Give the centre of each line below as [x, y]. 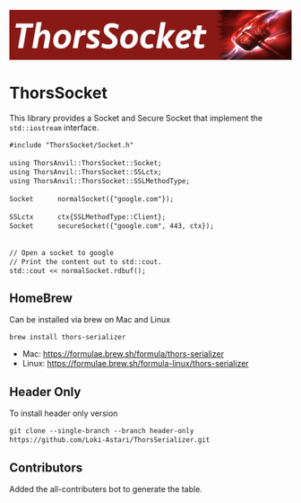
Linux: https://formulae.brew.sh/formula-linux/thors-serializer [135, 364]
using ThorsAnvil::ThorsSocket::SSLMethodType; [100, 181]
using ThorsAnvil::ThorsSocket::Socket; [86, 163]
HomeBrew [41, 298]
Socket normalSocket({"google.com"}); [92, 199]
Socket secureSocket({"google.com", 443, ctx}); [112, 225]
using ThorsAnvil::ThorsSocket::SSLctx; [86, 172]
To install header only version [64, 413]
